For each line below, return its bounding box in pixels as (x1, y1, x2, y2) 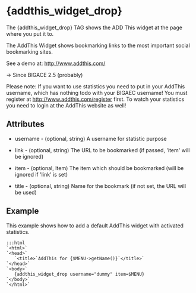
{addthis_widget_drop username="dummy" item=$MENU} (14, 271, 145, 277)
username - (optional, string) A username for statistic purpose (14, 135, 167, 142)
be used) (14, 189, 37, 196)
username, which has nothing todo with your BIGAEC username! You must (6, 89, 188, 96)
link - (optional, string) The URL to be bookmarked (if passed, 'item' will (14, 146, 190, 153)
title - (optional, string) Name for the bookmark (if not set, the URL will (14, 182, 186, 189)
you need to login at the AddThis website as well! (6, 101, 127, 109)
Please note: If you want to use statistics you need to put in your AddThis (6, 82, 185, 90)
